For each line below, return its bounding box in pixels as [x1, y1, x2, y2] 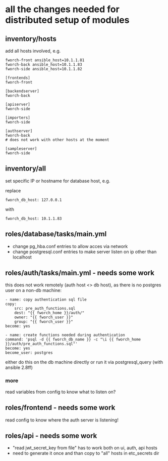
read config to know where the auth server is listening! [5, 416, 119, 423]
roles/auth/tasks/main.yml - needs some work [5, 269, 155, 277]
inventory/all [5, 164, 46, 173]
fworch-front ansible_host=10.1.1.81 [5, 58, 85, 63]
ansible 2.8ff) [5, 364, 33, 370]
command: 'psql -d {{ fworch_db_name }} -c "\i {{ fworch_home [5, 337, 141, 342]
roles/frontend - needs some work [5, 403, 116, 412]
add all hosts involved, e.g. [5, 48, 61, 54]
